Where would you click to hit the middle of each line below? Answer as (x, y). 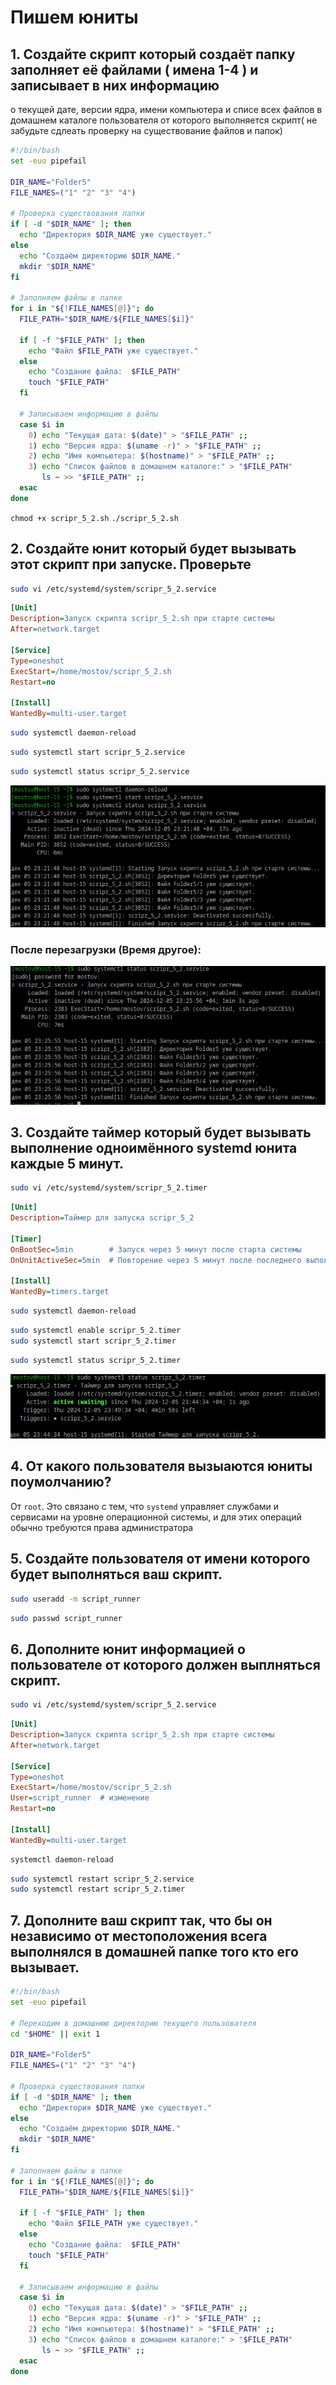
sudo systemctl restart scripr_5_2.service (102, 1879)
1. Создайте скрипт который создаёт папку (153, 54)
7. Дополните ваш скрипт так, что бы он (141, 1920)
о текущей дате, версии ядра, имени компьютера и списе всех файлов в (166, 109)
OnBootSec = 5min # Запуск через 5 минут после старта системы (156, 1249)
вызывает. (45, 1967)
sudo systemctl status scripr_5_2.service (100, 771)
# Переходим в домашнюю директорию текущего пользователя (133, 2023)
